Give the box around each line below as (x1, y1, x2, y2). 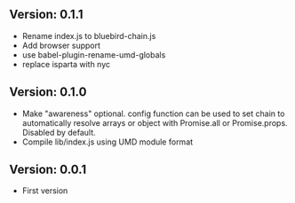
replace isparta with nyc (21, 59, 111, 69)
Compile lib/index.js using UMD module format (21, 137, 194, 147)
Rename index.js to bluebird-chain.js (21, 30, 156, 41)
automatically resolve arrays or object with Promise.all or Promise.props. (21, 117, 288, 128)
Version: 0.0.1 (9, 162, 87, 177)
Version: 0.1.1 (9, 7, 84, 22)
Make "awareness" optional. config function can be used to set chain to (21, 108, 285, 119)
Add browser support (21, 40, 100, 51)
